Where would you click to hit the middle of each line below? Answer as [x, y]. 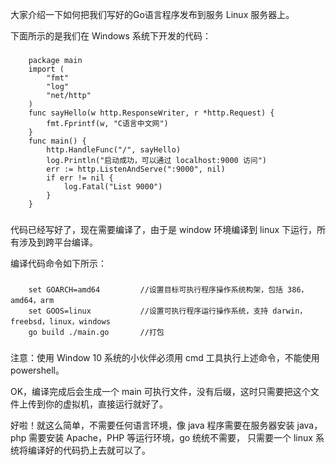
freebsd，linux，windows [60, 321]
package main [55, 60]
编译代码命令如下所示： [58, 263]
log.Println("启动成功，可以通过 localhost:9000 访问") [157, 160]
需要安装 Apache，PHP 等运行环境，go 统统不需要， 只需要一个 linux [170, 437]
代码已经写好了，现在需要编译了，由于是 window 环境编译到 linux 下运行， [164, 229]
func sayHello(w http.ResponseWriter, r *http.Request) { [151, 113]
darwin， [290, 311]
